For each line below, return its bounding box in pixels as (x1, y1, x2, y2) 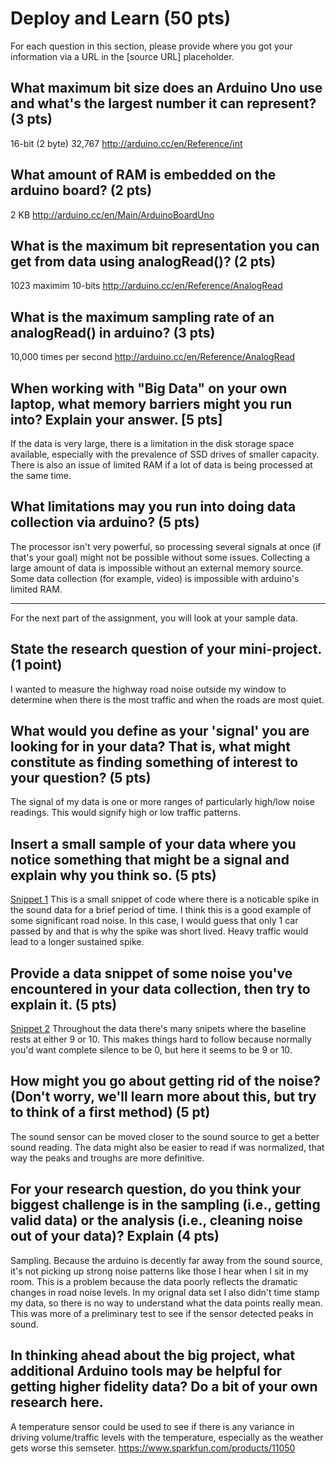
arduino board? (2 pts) (10, 182, 153, 199)
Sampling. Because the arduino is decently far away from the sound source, (10, 1254, 323, 1266)
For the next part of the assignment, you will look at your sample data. (10, 612, 298, 624)
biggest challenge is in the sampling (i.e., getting (10, 1197, 321, 1214)
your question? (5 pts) (10, 770, 152, 787)
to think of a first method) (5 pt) (10, 1104, 211, 1121)
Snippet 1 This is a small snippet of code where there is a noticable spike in (10, 893, 320, 906)
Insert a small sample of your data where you (10, 835, 297, 852)
